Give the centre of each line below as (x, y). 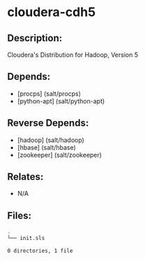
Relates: (25, 177)
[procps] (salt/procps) (49, 93)
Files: (19, 215)
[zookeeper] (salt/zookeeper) (60, 155)
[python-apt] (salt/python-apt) (61, 101)
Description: (35, 38)
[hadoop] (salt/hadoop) (51, 140)
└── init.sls (26, 239)
